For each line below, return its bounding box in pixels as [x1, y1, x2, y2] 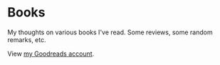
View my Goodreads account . [7, 49, 95, 58]
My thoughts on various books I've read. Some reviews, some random [7, 28, 213, 36]
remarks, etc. [7, 35, 46, 44]
